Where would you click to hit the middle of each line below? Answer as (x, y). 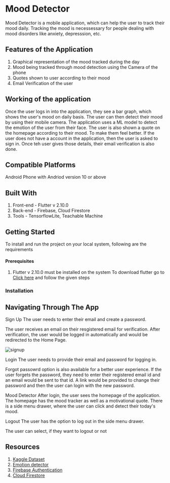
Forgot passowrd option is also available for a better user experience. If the (83, 369)
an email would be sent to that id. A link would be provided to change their (83, 380)
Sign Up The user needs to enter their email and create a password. (76, 319)
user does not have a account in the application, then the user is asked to (82, 138)
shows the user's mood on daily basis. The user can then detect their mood (84, 116)
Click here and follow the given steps (51, 278)
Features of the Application (49, 49)
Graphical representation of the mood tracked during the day (76, 62)
